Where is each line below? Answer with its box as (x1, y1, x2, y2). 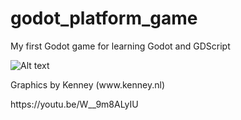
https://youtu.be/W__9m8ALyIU (10, 98, 139, 110)
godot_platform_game (10, 7, 198, 30)
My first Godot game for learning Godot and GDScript (10, 40, 231, 52)
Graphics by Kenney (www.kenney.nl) (10, 78, 165, 91)
